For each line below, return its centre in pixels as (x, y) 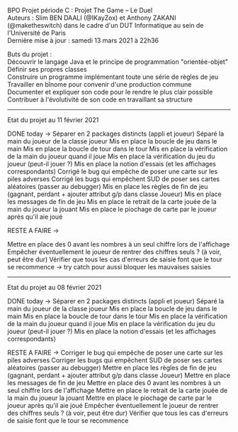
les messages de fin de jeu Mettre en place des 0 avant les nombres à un (114, 383)
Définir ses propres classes (47, 69)
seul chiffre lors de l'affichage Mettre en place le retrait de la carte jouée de (118, 390)
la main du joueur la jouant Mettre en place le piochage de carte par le (110, 398)
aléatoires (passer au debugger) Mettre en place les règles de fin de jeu (112, 368)
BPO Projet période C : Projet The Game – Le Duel (80, 10)
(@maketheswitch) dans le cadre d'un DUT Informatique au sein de (106, 25)
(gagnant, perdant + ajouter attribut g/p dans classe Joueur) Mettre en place (119, 375)
